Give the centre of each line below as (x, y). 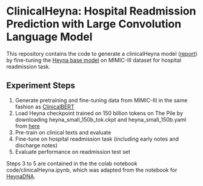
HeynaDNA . (21, 176)
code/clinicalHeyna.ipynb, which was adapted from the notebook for (92, 170)
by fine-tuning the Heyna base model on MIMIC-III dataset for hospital (94, 60)
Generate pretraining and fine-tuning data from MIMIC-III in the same (101, 100)
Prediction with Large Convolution (94, 24)
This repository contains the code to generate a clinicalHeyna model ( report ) (102, 53)
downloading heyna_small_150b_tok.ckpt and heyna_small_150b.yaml (101, 119)
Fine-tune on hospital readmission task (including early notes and (97, 139)
